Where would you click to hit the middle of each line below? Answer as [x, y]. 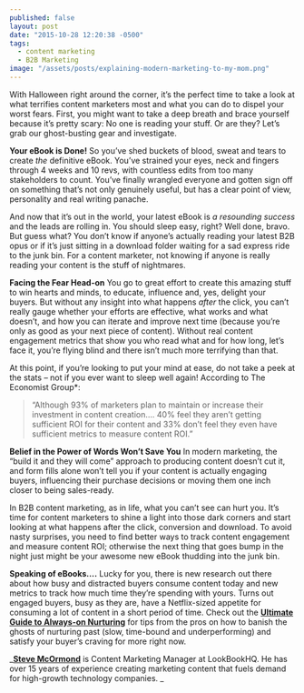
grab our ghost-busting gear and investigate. [93, 133]
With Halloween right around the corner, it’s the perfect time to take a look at [152, 94]
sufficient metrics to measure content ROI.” [112, 434]
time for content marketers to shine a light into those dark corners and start [150, 517]
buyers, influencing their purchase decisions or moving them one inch [140, 480]
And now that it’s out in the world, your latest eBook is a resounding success [152, 216]
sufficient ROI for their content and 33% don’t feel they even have [154, 424]
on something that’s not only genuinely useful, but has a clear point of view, [151, 189]
